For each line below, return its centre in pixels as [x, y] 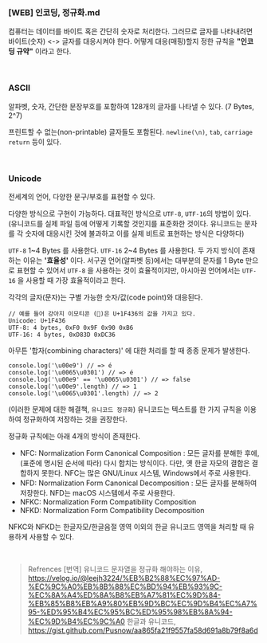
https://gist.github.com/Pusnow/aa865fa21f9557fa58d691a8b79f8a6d [143, 630]
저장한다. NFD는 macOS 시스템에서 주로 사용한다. [97, 492]
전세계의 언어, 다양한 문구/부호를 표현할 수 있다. [82, 196]
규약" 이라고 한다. [44, 51]
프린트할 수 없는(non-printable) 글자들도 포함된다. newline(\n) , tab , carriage [131, 131]
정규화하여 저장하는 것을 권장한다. [75, 419]
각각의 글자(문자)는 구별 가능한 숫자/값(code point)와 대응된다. [106, 297]
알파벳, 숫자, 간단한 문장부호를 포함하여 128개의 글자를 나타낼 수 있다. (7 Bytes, [132, 106]
